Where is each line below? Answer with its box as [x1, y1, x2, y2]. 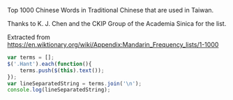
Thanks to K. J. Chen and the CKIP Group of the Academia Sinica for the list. [7, 20, 227, 27]
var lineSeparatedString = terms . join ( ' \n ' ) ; [7, 80, 142, 87]
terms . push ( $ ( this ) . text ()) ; [20, 66, 105, 74]
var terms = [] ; [7, 54, 54, 61]
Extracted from [7, 33, 51, 41]
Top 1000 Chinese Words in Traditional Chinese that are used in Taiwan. [7, 6, 214, 14]
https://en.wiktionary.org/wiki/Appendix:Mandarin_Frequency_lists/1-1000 [7, 41, 219, 48]
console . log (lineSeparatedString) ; [7, 87, 111, 94]
